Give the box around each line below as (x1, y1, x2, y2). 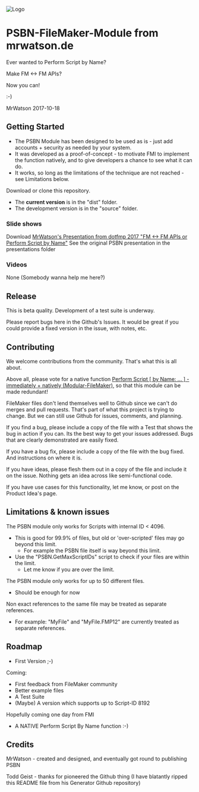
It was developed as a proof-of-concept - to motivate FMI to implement (14, 150, 189, 157)
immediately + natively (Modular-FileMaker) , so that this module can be (6, 382, 181, 389)
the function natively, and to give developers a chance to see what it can (14, 156, 193, 163)
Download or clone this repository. (6, 187, 91, 194)
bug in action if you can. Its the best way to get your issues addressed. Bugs (6, 430, 194, 437)
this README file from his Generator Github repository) (6, 780, 141, 787)
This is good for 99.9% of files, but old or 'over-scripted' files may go (14, 534, 185, 541)
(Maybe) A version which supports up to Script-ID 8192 (14, 699, 150, 707)
